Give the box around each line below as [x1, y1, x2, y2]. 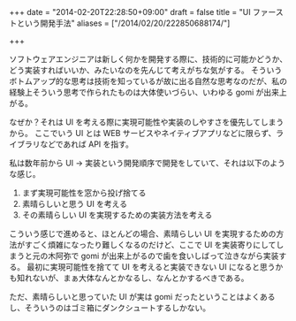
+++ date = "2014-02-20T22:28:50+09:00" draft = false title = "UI [9, 7, 251, 17]
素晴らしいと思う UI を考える [21, 199, 128, 209]
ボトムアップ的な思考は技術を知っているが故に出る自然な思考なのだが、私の [9, 76, 288, 86]
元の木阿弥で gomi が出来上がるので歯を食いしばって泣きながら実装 [32, 250, 279, 261]
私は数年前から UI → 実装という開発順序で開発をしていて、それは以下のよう [9, 157, 285, 168]
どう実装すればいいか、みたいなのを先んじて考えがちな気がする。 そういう [9, 65, 283, 75]
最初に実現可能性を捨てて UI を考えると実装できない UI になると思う [26, 262, 276, 271]
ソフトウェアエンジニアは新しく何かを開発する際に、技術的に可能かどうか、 [9, 54, 288, 64]
